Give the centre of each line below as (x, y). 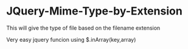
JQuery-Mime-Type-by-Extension (94, 11)
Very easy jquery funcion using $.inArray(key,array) (71, 39)
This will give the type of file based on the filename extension (83, 28)
